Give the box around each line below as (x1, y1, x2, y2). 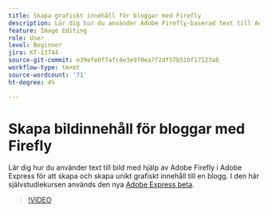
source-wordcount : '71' (8, 71, 88, 79)
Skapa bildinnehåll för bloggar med (8, 120, 246, 138)
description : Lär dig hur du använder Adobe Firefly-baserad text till (8, 19, 251, 27)
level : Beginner (8, 41, 62, 49)
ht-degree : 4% (8, 78, 56, 86)
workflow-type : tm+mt (8, 64, 81, 72)
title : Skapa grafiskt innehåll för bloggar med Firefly (8, 11, 202, 20)
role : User (8, 33, 45, 42)
